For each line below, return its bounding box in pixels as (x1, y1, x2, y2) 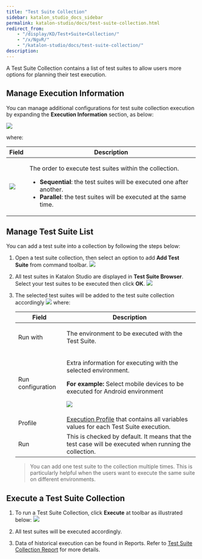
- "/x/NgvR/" (17, 37, 50, 43)
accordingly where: (14, 299, 71, 306)
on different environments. (29, 476, 96, 483)
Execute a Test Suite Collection (6, 493, 125, 503)
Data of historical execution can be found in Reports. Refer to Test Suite (14, 540, 193, 547)
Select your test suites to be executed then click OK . (14, 280, 145, 288)
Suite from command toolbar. (14, 261, 88, 268)
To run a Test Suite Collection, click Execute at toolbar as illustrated (14, 509, 183, 516)
